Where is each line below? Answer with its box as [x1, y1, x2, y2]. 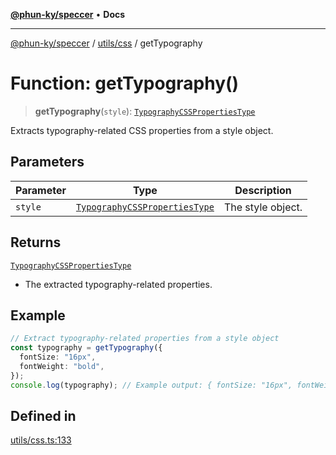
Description [234, 183, 292, 197]
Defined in [10, 408, 77, 425]
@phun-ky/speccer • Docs [10, 9, 126, 20]
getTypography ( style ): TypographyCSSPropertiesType [34, 105, 256, 117]
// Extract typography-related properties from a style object [10, 334, 280, 344]
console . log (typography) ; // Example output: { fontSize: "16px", [10, 380, 293, 390]
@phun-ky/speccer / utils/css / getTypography [10, 37, 203, 49]
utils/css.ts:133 [10, 434, 72, 446]
